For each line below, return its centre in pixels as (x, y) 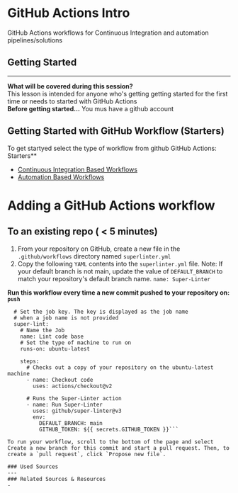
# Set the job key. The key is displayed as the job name (101, 312)
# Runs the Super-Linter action (74, 398)
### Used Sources (33, 466)
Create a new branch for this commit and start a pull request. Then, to (119, 448)
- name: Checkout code (59, 380)
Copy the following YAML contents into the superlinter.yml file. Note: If (120, 263)
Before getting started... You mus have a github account (91, 108)
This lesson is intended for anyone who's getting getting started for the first (118, 93)
